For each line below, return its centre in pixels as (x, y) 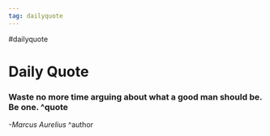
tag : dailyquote (36, 16)
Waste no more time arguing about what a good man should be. (135, 96)
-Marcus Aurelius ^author (51, 125)
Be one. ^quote (39, 107)
